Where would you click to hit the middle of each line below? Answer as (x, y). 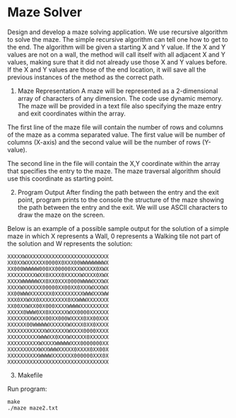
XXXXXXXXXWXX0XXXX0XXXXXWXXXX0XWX (58, 275)
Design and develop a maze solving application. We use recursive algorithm (118, 32)
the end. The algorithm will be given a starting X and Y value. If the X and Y (117, 47)
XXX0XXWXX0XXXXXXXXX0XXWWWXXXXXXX (58, 300)
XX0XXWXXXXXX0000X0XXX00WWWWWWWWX (58, 263)
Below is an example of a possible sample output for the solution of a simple (118, 228)
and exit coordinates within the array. (71, 113)
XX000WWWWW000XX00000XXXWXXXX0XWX (58, 269)
